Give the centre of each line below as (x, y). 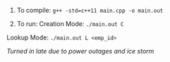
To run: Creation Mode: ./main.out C (70, 24)
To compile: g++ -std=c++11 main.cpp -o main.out (90, 10)
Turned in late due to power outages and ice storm (80, 51)
